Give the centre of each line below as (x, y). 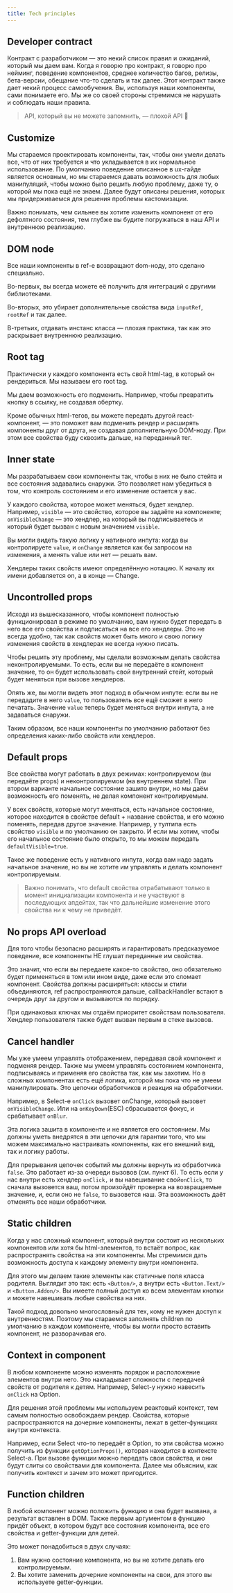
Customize (31, 138)
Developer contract (50, 42)
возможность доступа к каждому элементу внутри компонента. (103, 1262)
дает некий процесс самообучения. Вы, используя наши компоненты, (112, 88)
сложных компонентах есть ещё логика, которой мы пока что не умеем (114, 1080)
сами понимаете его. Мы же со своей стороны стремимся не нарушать (114, 95)
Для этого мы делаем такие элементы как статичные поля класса (106, 1276)
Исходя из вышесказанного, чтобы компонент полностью (93, 614)
